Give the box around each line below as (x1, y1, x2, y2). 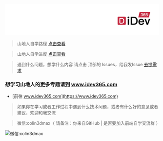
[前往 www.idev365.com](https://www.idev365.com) (12, 93, 118, 99)
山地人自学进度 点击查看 (17, 51, 66, 57)
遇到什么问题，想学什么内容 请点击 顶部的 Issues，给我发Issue (17, 62, 143, 68)
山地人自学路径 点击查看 (17, 41, 66, 47)
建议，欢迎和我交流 (17, 110, 56, 116)
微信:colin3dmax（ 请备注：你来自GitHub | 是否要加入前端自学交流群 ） (17, 120, 161, 126)
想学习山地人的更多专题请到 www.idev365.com (5, 81, 118, 88)
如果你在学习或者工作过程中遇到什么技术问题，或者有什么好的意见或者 (17, 103, 159, 109)
